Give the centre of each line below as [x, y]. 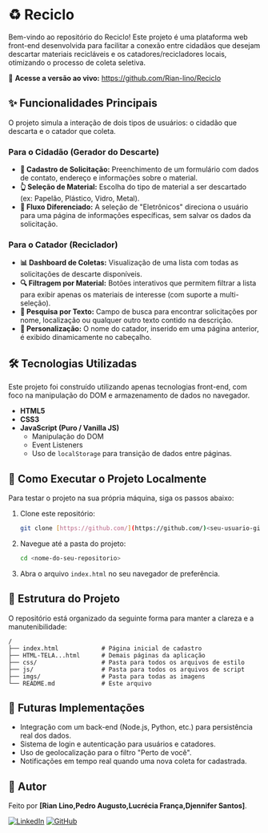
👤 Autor [28, 786]
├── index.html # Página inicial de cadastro [105, 648]
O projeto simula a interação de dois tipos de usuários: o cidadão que [123, 123]
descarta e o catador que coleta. [62, 131]
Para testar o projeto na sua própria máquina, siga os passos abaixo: [121, 498]
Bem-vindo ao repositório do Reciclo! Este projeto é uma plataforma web [128, 37]
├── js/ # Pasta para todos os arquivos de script [127, 669]
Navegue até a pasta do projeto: [73, 544]
